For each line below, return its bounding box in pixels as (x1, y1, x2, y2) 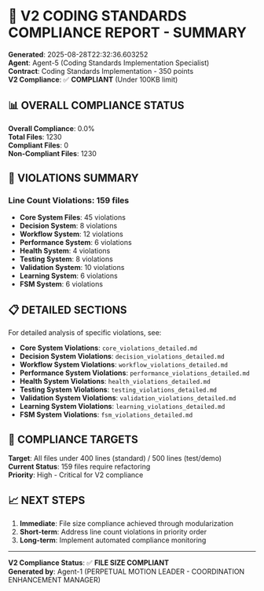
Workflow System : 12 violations (19, 229, 123, 239)
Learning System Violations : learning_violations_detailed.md (19, 402, 225, 411)
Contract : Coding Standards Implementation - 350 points (8, 66, 194, 75)
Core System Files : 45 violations (19, 213, 126, 222)
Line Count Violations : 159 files (8, 195, 130, 206)
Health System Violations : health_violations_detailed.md (19, 377, 211, 386)
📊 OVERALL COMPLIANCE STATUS (8, 99, 185, 112)
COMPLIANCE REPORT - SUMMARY (8, 24, 247, 42)
